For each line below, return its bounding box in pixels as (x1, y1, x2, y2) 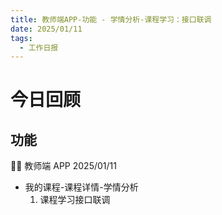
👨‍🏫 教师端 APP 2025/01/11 (10, 160, 117, 172)
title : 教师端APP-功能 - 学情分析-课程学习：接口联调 (10, 14, 212, 25)
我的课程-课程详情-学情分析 (24, 181, 139, 193)
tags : (10, 33, 33, 43)
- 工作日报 (19, 42, 59, 53)
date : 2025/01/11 (10, 24, 83, 34)
